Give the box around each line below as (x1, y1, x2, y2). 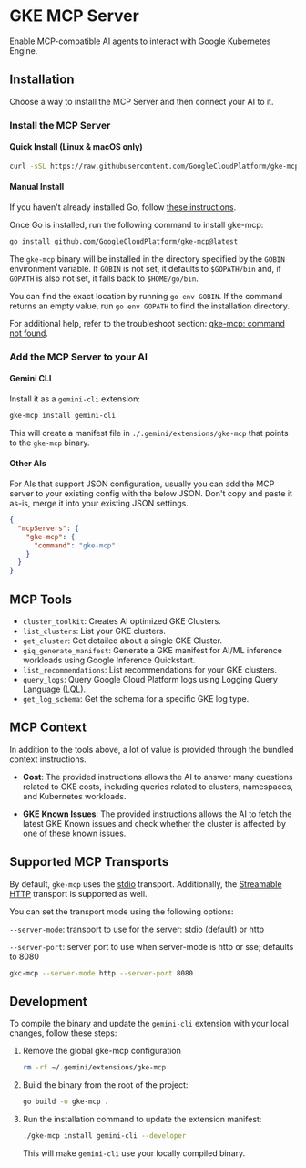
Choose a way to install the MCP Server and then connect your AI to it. (9, 96, 274, 107)
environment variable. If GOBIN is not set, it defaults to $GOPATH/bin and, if (9, 263, 282, 274)
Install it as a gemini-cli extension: (9, 393, 141, 404)
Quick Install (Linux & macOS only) (9, 141, 143, 152)
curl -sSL (9, 162, 47, 171)
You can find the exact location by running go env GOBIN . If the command (9, 290, 283, 301)
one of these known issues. (22, 828, 127, 839)
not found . (9, 328, 48, 339)
